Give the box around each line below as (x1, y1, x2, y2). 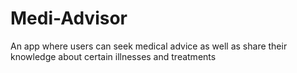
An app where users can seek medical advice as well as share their (10, 40, 288, 52)
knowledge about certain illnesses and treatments (10, 50, 217, 62)
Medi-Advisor (10, 7, 128, 30)
